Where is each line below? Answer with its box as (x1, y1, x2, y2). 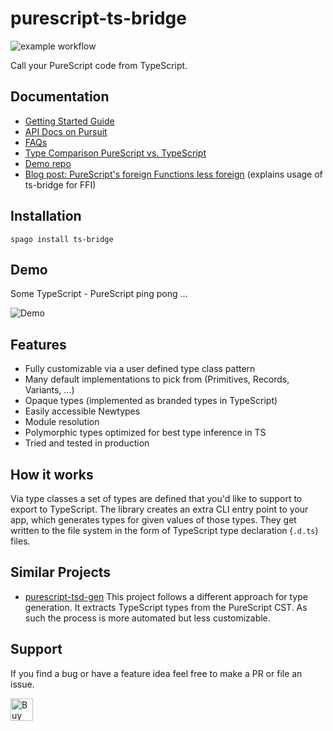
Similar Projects (10, 564, 112, 581)
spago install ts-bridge (10, 234, 114, 244)
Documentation (10, 88, 110, 106)
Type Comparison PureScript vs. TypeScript (24, 147, 207, 159)
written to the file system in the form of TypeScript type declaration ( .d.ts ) (10, 525, 319, 536)
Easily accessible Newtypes (24, 405, 141, 417)
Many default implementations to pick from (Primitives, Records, (24, 373, 290, 386)
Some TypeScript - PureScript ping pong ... (10, 288, 188, 300)
